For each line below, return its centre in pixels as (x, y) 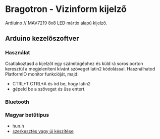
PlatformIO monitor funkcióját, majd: (42, 74)
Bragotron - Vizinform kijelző (66, 9)
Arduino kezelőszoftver (42, 38)
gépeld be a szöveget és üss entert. (49, 89)
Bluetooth (17, 102)
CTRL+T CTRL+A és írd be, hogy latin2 (51, 83)
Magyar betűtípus (27, 115)
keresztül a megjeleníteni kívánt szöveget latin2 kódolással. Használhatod (80, 69)
